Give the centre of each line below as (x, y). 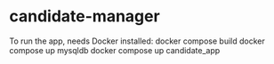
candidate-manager (85, 16)
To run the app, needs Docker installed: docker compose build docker (137, 41)
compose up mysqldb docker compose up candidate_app (115, 50)
